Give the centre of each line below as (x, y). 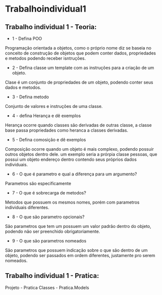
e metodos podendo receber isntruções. (45, 58)
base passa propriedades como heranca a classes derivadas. (67, 130)
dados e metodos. (23, 87)
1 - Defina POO (27, 38)
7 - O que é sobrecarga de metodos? (49, 193)
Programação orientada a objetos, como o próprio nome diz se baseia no (78, 48)
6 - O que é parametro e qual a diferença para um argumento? (74, 174)
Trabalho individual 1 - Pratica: (52, 276)
